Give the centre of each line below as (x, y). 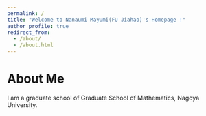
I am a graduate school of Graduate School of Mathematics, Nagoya (103, 98)
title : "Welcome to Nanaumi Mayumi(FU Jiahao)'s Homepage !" (96, 20)
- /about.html (33, 45)
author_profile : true (38, 26)
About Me (36, 79)
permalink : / (26, 13)
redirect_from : (29, 32)
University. (22, 105)
